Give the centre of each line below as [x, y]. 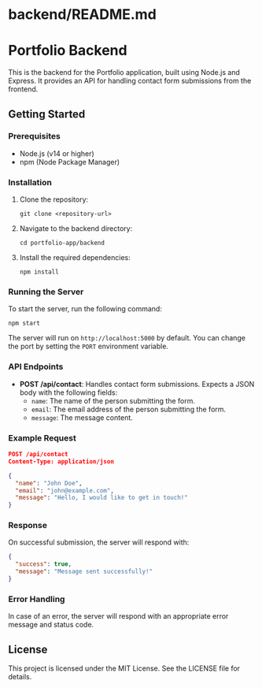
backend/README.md [83, 15]
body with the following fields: [68, 392]
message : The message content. [82, 417]
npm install [39, 272]
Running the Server [46, 292]
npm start [24, 324]
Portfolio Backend [68, 51]
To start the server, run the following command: [85, 309]
